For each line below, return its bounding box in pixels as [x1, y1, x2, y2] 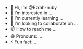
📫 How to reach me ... [10, 26, 57, 32]
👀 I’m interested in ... [10, 10, 53, 16]
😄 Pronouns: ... [10, 33, 43, 39]
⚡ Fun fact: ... [10, 39, 38, 45]
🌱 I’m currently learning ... [10, 15, 64, 21]
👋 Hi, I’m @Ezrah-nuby [10, 5, 57, 10]
